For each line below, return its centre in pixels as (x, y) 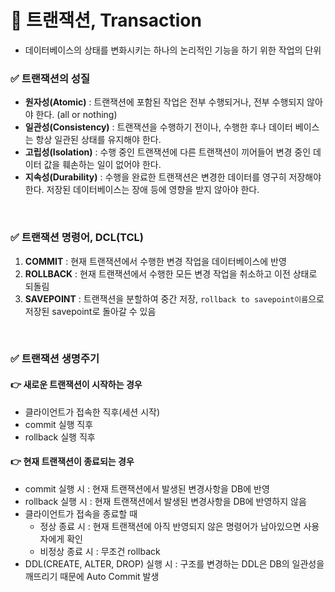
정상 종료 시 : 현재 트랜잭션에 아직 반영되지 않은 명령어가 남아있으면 (170, 526)
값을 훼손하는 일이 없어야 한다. (102, 165)
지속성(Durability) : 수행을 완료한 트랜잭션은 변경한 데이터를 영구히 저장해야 (173, 177)
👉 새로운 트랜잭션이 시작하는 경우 (76, 385)
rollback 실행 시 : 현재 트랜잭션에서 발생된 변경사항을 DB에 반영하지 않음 (165, 501)
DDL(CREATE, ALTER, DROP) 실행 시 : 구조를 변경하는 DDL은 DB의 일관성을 (174, 563)
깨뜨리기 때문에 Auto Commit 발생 (92, 576)
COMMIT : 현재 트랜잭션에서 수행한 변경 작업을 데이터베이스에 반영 (155, 261)
